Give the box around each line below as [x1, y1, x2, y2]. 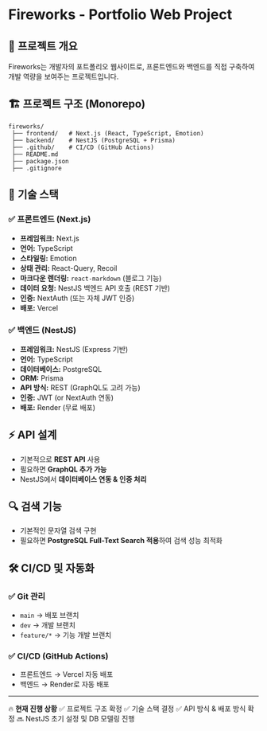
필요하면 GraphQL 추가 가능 [19, 464, 107, 474]
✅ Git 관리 [8, 591, 46, 602]
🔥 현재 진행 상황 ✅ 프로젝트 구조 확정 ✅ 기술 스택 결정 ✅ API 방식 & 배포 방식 [8, 704, 246, 713]
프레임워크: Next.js [19, 233, 79, 243]
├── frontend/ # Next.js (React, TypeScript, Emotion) [11, 129, 204, 137]
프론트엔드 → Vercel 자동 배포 [19, 670, 114, 679]
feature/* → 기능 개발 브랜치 [19, 631, 112, 640]
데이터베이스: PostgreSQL [19, 364, 103, 373]
